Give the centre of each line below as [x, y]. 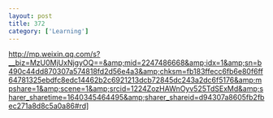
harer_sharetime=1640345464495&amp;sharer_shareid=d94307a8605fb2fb [136, 98]
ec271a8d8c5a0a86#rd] [49, 106]
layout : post [30, 16]
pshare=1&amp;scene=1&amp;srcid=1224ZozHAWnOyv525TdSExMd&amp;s [136, 89]
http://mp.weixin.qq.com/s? [54, 55]
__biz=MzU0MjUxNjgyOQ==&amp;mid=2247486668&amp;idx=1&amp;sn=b [135, 63]
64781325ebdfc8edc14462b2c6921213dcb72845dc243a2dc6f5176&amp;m [135, 80]
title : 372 [27, 24]
